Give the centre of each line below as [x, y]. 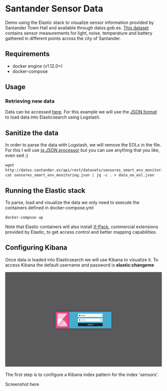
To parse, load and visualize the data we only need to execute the [72, 203]
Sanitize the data [32, 133]
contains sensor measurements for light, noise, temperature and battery [79, 33]
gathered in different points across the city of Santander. [63, 38]
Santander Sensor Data [54, 9]
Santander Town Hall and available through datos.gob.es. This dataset [77, 27]
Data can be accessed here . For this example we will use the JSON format [81, 112]
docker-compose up [24, 218]
